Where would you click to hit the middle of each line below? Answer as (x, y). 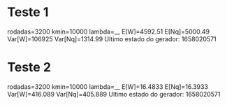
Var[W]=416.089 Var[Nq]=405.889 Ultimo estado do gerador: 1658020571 (114, 94)
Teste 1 (28, 12)
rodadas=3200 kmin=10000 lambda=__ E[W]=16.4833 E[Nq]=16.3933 (108, 86)
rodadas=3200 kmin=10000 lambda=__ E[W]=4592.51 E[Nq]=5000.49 (109, 31)
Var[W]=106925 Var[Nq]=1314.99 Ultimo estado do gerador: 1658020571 (112, 38)
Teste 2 (29, 68)
